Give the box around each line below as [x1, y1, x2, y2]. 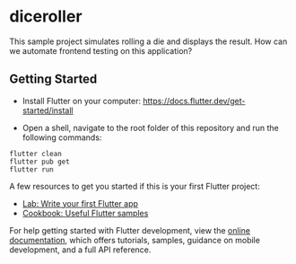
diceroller [9, 6, 83, 27]
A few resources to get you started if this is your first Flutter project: [9, 180, 260, 191]
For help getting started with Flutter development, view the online [9, 224, 251, 235]
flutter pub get [9, 157, 70, 166]
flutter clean [9, 149, 63, 158]
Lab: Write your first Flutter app [22, 198, 139, 208]
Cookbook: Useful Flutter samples [22, 207, 149, 218]
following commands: [22, 132, 102, 143]
